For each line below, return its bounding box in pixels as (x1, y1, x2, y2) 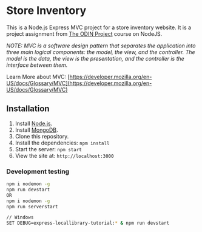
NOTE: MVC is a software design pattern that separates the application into (6, 42, 196, 49)
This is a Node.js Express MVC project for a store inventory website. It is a (6, 24, 192, 31)
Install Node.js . (15, 120, 53, 127)
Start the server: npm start (15, 145, 82, 152)
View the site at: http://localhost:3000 (15, 152, 114, 159)
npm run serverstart (6, 203, 59, 210)
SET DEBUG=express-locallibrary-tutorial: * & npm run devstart (6, 220, 170, 227)
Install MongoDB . (15, 126, 59, 134)
